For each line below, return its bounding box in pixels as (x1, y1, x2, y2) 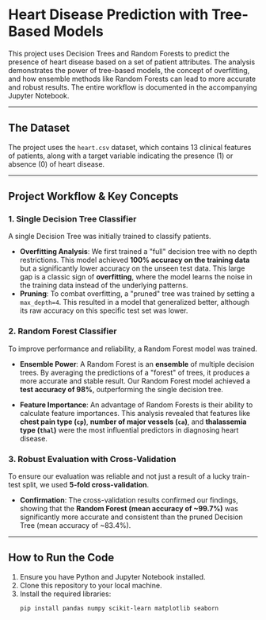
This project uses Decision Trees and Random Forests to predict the (8, 48, 230, 58)
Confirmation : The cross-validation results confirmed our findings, (19, 495, 239, 505)
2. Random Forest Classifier (8, 325, 117, 337)
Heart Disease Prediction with (8, 6, 209, 24)
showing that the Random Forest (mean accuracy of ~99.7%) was (19, 504, 239, 514)
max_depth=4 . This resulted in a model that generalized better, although (19, 298, 249, 307)
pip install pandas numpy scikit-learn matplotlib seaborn (19, 604, 219, 612)
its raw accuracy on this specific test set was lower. (19, 306, 188, 315)
